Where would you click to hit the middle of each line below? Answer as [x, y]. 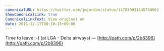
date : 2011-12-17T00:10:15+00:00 [40, 24]
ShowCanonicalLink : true [31, 14]
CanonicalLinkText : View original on [45, 19]
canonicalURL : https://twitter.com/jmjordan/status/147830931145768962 [82, 10]
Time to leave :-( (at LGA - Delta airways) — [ [52, 38]
